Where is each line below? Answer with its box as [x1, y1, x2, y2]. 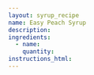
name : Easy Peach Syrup [8, 19, 87, 27]
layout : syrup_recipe [8, 11, 80, 20]
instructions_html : [8, 55, 73, 63]
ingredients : [8, 33, 51, 41]
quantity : [22, 48, 55, 55]
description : [8, 26, 51, 34]
